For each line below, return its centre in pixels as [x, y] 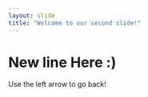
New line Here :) [62, 62]
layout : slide [32, 16]
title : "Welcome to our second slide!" [75, 23]
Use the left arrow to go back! [57, 84]
